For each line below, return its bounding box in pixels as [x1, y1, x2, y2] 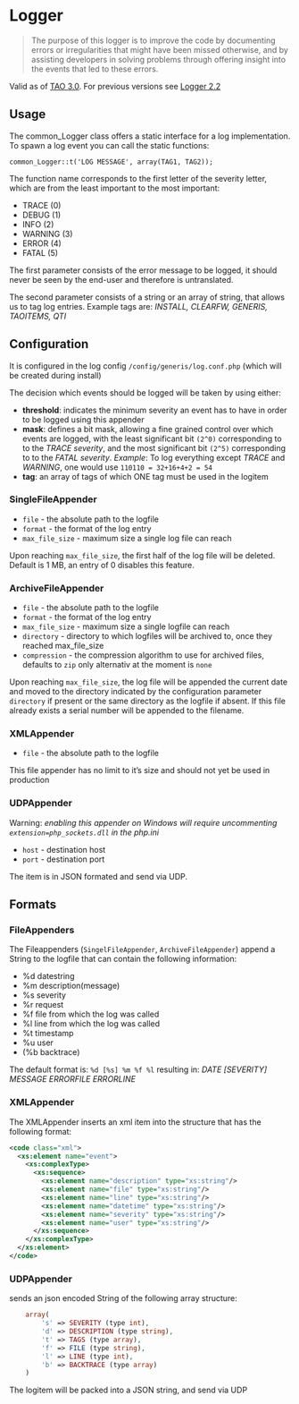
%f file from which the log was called [21, 1008, 160, 1020]
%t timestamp [21, 1028, 74, 1039]
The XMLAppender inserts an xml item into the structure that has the [9, 1116, 262, 1127]
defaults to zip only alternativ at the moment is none [21, 659, 212, 670]
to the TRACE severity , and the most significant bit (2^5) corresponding [21, 442, 287, 453]
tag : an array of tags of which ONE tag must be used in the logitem [21, 471, 270, 481]
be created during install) [9, 370, 102, 380]
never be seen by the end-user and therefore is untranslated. [9, 274, 234, 285]
